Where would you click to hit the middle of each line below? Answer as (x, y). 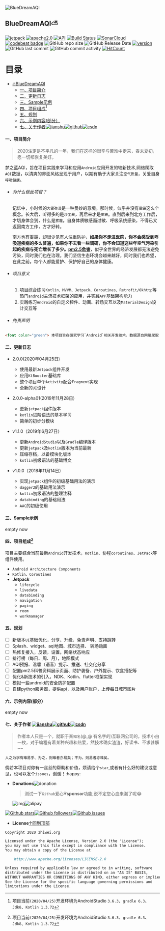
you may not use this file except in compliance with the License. (76, 846)
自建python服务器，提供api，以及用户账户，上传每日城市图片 (74, 689)
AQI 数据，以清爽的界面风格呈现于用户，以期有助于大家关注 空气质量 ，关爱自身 (82, 173)
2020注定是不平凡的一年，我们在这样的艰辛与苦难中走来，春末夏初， (87, 151)
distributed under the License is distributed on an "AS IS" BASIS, (77, 873)
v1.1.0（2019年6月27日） (37, 431)
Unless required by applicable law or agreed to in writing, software (79, 868)
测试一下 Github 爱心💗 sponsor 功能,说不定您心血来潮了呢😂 (83, 793)
